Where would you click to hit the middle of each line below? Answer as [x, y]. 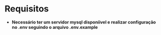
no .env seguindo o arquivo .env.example [55, 27]
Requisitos [27, 9]
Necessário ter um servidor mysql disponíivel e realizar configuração [84, 22]
